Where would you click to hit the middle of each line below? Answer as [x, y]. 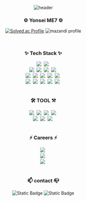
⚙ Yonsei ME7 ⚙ [43, 20]
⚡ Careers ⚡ [43, 138]
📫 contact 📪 [43, 181]
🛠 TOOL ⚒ [43, 100]
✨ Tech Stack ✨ [43, 53]
